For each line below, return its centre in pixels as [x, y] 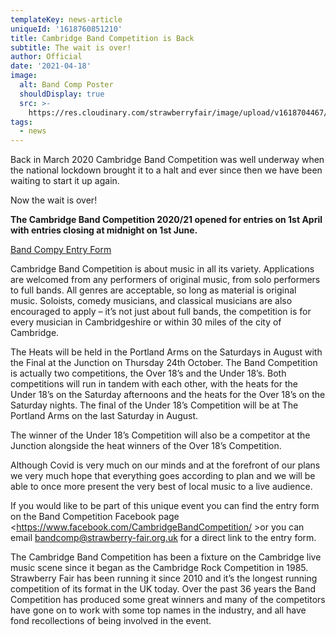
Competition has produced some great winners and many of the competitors [168, 600]
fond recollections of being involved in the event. [111, 621]
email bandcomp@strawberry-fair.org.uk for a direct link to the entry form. [163, 538]
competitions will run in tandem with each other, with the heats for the [154, 384]
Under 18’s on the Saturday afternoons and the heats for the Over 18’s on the [168, 395]
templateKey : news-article [66, 19]
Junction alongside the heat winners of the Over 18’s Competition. [146, 446]
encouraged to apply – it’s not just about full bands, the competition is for [161, 312]
